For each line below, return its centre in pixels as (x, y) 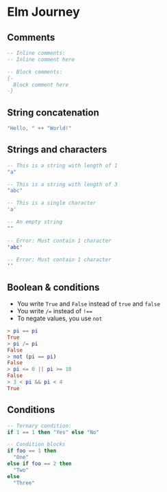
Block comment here (41, 85)
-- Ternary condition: (39, 426)
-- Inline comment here (41, 59)
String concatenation (53, 112)
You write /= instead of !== (55, 311)
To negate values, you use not (60, 318)
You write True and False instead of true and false (89, 304)
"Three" (24, 483)
